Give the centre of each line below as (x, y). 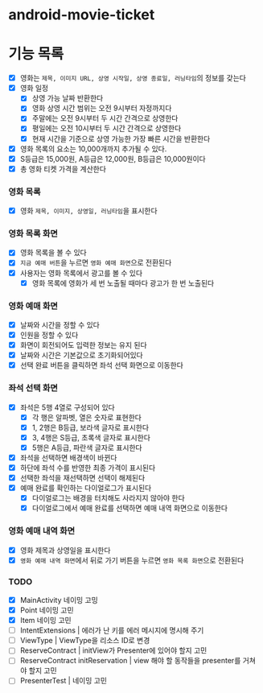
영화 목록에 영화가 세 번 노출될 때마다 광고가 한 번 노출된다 (123, 283)
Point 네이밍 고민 (47, 610)
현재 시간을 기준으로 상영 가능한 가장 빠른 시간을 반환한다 (121, 138)
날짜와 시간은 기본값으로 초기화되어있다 (81, 355)
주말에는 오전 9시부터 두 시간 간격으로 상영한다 (105, 118)
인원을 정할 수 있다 (49, 335)
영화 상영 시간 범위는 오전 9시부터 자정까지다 (102, 108)
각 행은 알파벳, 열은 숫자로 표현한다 (87, 417)
